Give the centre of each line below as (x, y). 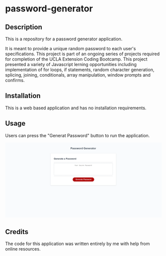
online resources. (23, 249)
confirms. (15, 80)
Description (24, 27)
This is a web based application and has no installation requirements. (76, 108)
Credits (17, 232)
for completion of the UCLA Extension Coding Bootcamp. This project (76, 59)
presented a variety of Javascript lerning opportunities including (71, 64)
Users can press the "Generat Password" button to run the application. (78, 135)
